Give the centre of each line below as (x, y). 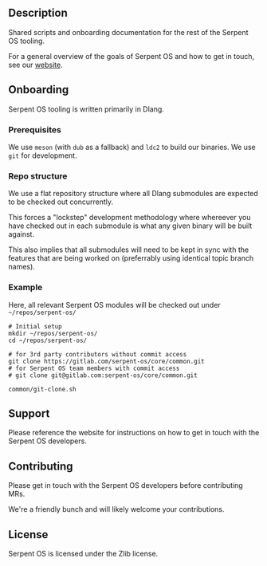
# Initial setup (35, 326)
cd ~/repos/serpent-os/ (48, 340)
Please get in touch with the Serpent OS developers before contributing (126, 485)
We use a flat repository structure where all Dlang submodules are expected (133, 194)
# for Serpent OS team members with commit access (94, 368)
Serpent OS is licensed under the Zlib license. (83, 553)
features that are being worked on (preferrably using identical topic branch (131, 258)
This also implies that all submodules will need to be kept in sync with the (129, 250)
